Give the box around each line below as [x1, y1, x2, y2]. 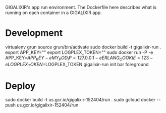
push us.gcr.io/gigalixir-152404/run [5, 102, 79, 108]
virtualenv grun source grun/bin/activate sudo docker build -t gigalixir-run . [5, 44, 161, 50]
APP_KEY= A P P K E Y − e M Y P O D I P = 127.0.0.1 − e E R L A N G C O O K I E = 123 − [5, 54, 153, 62]
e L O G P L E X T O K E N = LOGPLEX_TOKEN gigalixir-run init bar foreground [5, 61, 149, 69]
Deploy [5, 80, 36, 91]
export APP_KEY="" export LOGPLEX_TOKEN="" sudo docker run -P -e [5, 49, 153, 55]
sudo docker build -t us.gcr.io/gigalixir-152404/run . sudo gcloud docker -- [5, 97, 161, 103]
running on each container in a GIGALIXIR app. [5, 10, 102, 16]
